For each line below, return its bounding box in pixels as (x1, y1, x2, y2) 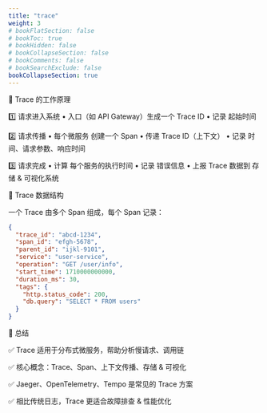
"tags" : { (15, 282, 48, 291)
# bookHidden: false (8, 42, 78, 50)
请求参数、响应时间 (22, 144, 86, 153)
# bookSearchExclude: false (8, 64, 102, 72)
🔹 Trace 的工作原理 (8, 94, 71, 104)
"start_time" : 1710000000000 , (15, 268, 116, 276)
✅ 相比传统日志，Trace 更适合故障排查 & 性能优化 (8, 396, 172, 406)
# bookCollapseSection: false (8, 49, 110, 57)
